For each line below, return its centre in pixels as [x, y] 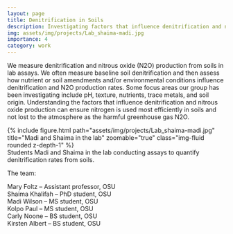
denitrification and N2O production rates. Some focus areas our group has [113, 88]
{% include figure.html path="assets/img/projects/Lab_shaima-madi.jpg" [111, 130]
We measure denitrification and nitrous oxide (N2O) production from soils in [115, 65]
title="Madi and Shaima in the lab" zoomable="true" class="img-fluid [106, 138]
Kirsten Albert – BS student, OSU [54, 223]
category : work [29, 46]
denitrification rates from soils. [51, 160]
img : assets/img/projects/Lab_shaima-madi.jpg [76, 33]
